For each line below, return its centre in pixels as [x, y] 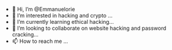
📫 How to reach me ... [40, 41]
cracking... [25, 35]
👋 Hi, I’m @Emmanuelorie [43, 9]
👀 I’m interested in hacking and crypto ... [62, 15]
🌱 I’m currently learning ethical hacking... [63, 22]
